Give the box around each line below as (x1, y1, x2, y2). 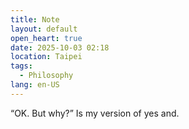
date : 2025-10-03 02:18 (10, 42, 110, 53)
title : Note (10, 14, 60, 25)
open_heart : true (10, 33, 83, 43)
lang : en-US (10, 80, 60, 90)
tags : (10, 61, 33, 71)
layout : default (10, 24, 78, 34)
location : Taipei (10, 52, 83, 62)
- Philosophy (19, 71, 74, 81)
